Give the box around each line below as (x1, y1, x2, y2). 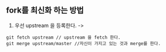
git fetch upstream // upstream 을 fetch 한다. (6, 34, 121, 40)
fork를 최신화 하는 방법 (6, 5, 84, 16)
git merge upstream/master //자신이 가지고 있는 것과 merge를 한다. (6, 40, 161, 46)
